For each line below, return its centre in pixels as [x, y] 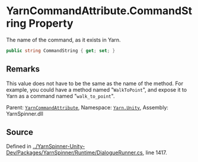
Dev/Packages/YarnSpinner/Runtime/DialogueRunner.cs [75, 153]
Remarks [23, 69]
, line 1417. [155, 153]
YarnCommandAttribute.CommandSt [99, 11]
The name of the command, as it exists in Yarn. [63, 40]
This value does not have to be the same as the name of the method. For [95, 83]
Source [20, 132]
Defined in [19, 147]
